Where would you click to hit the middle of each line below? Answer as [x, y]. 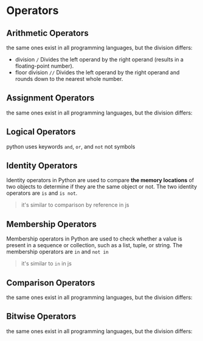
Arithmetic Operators [48, 33]
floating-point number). [44, 66]
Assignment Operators [50, 98]
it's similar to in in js [46, 264]
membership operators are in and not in [57, 252]
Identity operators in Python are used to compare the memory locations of [100, 180]
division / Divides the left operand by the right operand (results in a [99, 59]
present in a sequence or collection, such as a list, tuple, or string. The [95, 245]
